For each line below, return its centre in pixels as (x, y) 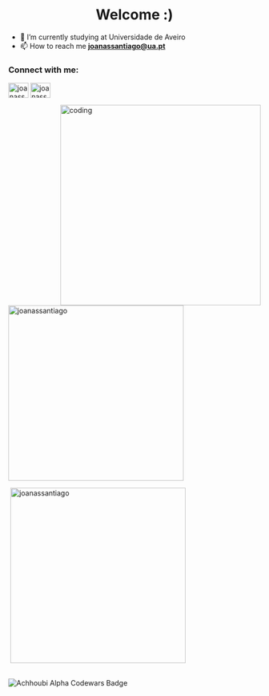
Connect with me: (44, 70)
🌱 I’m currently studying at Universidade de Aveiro (102, 37)
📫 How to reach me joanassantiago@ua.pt (92, 46)
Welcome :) (134, 15)
